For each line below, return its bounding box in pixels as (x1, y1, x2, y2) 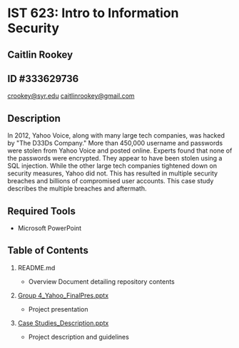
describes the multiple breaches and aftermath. (7, 184, 147, 193)
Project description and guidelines (28, 332, 130, 341)
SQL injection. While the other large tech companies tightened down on (7, 162, 218, 170)
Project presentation (28, 304, 88, 313)
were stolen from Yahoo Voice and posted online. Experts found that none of (7, 146, 233, 155)
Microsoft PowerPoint (17, 224, 82, 232)
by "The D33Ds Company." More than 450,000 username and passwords (7, 139, 223, 148)
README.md (17, 263, 56, 272)
